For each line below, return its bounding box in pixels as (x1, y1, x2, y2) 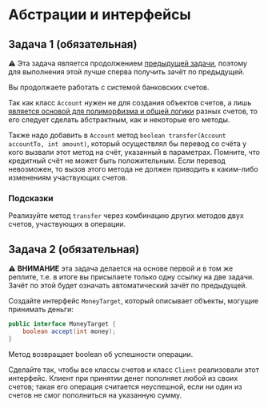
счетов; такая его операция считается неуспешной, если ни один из (8, 382, 242, 391)
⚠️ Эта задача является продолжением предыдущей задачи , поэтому (8, 58, 248, 68)
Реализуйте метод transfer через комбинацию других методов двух (8, 211, 244, 220)
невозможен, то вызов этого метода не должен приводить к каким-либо (8, 164, 258, 173)
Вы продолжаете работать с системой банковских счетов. (8, 82, 210, 92)
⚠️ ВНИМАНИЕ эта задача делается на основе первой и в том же (8, 263, 234, 273)
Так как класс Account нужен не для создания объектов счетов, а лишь (8, 98, 252, 107)
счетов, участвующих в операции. (8, 220, 126, 229)
